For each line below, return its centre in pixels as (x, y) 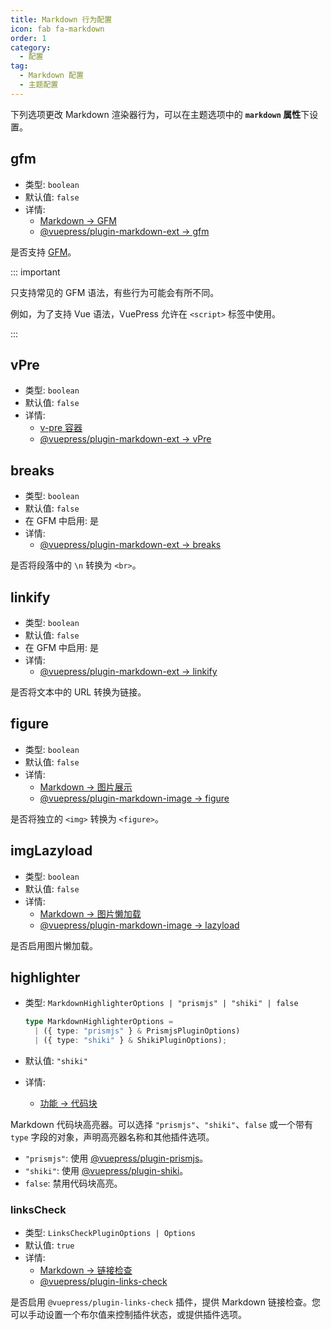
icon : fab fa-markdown (57, 29)
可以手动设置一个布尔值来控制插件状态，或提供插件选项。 (128, 1315)
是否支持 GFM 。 (43, 252)
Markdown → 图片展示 (86, 787)
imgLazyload (51, 851)
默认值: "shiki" (56, 1061)
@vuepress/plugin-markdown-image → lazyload (139, 925)
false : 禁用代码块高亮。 (73, 1183)
